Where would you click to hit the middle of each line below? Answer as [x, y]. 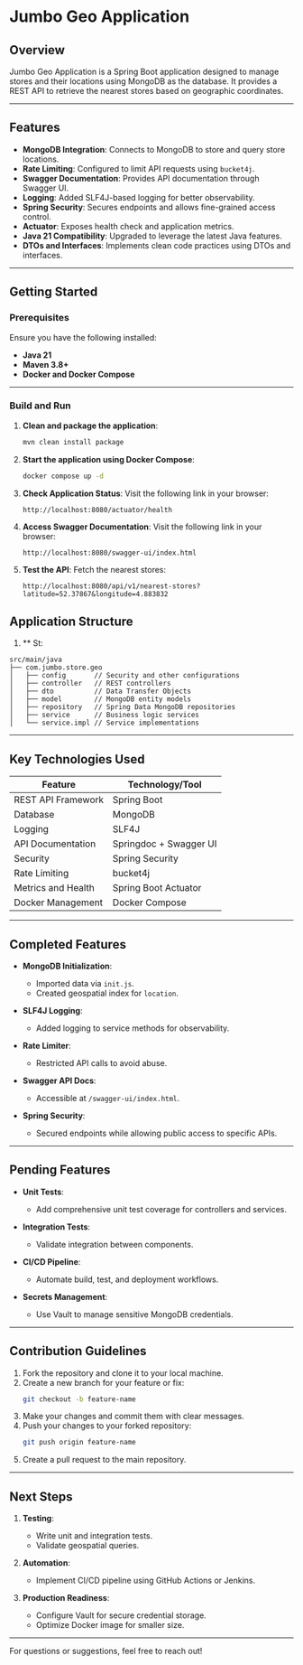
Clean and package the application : [90, 426]
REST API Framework [59, 800]
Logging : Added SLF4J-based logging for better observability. [138, 197]
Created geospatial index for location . [107, 993]
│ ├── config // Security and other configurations [125, 676]
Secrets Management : [65, 1296]
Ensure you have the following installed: [83, 337]
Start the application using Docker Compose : [109, 459]
